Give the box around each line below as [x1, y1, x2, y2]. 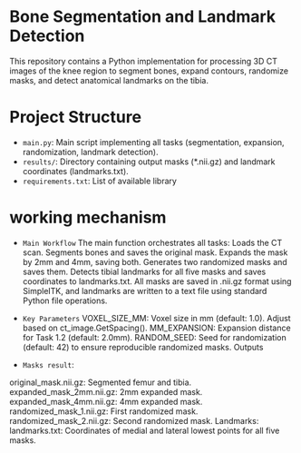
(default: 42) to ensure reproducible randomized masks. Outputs [22, 341, 264, 352]
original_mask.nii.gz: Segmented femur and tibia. [9, 377, 192, 388]
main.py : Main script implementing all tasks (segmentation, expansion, [22, 136, 285, 147]
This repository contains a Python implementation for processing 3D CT [9, 55, 278, 66]
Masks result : [22, 359, 74, 369]
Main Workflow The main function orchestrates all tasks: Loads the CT [22, 237, 283, 248]
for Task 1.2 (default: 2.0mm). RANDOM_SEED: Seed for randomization [22, 331, 287, 342]
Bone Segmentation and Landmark [9, 6, 277, 27]
